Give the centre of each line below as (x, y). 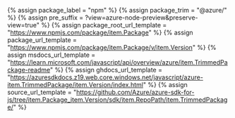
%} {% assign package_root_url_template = (104, 25)
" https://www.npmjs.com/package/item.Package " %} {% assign (100, 32)
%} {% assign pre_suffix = (46, 18)
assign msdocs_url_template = (52, 55)
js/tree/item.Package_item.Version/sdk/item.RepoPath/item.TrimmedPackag (117, 100)
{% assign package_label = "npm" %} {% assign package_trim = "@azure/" (117, 10)
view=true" (24, 25)
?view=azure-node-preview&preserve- (141, 18)
